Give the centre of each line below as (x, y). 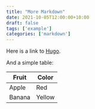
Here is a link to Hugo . (33, 51)
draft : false (22, 23)
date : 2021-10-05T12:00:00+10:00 (48, 17)
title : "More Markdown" (36, 12)
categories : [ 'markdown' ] (38, 34)
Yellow (45, 98)
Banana (20, 98)
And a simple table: (30, 63)
